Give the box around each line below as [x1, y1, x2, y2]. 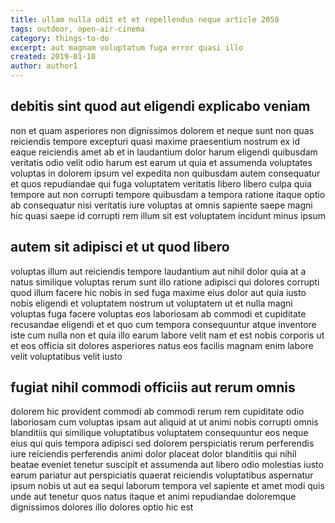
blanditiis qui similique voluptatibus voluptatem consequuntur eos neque [10, 427, 309, 439]
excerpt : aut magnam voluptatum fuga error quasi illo [10, 42, 244, 53]
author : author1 [10, 61, 78, 71]
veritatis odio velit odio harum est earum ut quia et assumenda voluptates [10, 156, 313, 168]
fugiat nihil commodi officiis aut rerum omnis [10, 379, 296, 396]
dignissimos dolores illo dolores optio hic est [10, 501, 194, 513]
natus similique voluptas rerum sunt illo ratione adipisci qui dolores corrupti [10, 276, 320, 288]
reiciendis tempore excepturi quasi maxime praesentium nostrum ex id [10, 135, 301, 147]
